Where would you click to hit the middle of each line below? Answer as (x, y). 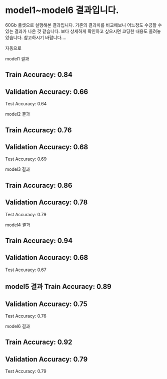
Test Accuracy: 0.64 (26, 104)
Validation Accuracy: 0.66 (47, 92)
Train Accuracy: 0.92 (39, 342)
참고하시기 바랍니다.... (45, 37)
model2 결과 (18, 114)
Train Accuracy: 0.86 (39, 185)
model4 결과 (18, 225)
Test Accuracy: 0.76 (26, 316)
